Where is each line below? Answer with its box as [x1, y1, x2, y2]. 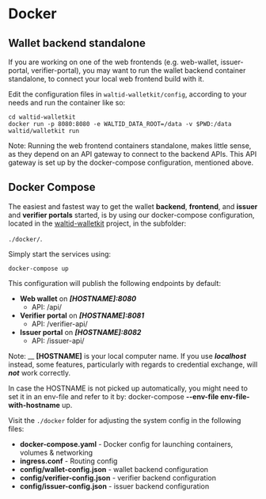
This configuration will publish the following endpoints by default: [8, 278, 222, 288]
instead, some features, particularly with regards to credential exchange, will [8, 360, 258, 369]
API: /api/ [31, 302, 62, 311]
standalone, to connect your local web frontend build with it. [8, 74, 204, 83]
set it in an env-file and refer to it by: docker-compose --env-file [8, 391, 219, 401]
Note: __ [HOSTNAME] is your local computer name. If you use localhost [8, 351, 247, 360]
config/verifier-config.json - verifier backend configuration [19, 473, 216, 482]
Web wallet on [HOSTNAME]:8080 [19, 294, 137, 303]
